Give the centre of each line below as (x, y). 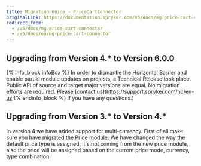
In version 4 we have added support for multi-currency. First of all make (95, 131)
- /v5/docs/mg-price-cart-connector (57, 28)
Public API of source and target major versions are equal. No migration (93, 85)
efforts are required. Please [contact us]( (56, 91)
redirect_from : (25, 23)
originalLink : (24, 17)
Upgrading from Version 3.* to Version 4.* (86, 117)
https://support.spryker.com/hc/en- (150, 91)
